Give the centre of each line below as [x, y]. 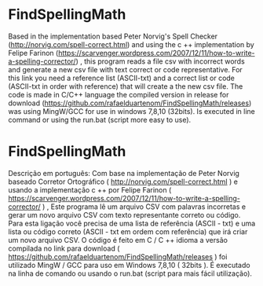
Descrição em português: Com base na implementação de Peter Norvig [124, 173]
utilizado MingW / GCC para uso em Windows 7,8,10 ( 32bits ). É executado [129, 265]
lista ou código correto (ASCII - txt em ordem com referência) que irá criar [128, 231]
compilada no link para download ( [64, 248]
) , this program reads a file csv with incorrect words [160, 61]
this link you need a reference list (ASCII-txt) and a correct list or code [122, 78]
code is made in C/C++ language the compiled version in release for [119, 94]
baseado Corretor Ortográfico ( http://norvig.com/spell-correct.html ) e [123, 181]
